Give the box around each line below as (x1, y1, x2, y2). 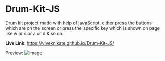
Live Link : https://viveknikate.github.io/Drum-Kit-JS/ (5, 40, 115, 46)
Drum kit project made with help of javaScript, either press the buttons (5, 20, 152, 26)
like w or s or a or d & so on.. (5, 30, 65, 36)
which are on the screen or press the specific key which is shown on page (5, 25, 160, 31)
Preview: (5, 50, 24, 56)
